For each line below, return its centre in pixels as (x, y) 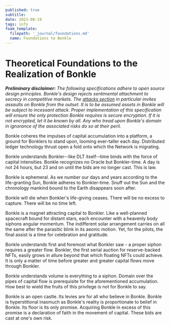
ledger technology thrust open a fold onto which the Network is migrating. (83, 147)
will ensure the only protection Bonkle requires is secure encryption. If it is (83, 115)
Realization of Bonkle (51, 74)
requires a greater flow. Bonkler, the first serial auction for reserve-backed (83, 250)
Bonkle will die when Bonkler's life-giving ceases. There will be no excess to (85, 198)
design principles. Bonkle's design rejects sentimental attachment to (77, 93)
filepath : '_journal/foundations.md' (50, 34)
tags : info (17, 24)
